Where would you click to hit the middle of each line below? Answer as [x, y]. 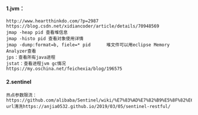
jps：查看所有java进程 [31, 58]
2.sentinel [19, 82]
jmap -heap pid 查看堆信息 [37, 33]
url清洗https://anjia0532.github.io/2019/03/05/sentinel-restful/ [88, 107]
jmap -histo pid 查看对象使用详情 [45, 39]
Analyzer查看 [21, 51]
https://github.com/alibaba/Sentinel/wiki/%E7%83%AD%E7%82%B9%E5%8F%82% [97, 100]
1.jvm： [15, 8]
